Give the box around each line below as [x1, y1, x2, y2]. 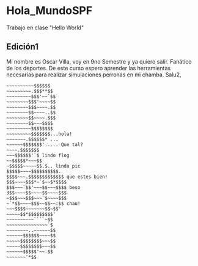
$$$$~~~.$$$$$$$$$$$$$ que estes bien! [6, 174, 108, 180]
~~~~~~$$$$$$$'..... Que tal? [6, 141, 84, 147]
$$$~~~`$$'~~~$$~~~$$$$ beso [6, 184, 81, 190]
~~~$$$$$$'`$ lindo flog [6, 152, 70, 158]
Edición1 [6, 42, 38, 52]
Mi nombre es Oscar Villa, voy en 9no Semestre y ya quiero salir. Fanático [6, 57, 192, 65]
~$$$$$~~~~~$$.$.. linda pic [6, 163, 81, 169]
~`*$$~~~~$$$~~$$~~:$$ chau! [6, 200, 81, 207]
